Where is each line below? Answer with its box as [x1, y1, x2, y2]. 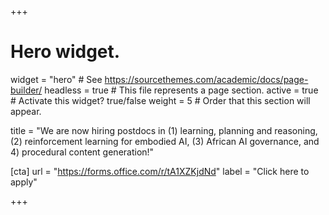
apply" [10, 176, 38, 188]
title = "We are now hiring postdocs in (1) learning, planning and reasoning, [10, 124, 318, 136]
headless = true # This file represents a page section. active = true [44, 84, 319, 96]
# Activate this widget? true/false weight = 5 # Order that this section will [10, 94, 311, 106]
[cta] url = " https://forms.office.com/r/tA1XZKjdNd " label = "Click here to [10, 165, 310, 177]
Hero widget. [10, 41, 121, 63]
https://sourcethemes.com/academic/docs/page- [104, 73, 309, 85]
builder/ [10, 84, 43, 96]
